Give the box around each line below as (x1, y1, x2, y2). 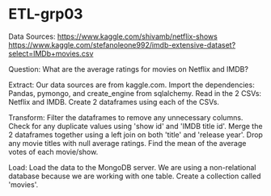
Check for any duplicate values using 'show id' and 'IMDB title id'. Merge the (8, 121, 263, 131)
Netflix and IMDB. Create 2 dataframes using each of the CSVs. (8, 97, 220, 106)
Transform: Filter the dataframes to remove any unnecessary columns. (8, 112, 243, 122)
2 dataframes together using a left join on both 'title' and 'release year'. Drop (8, 130, 263, 140)
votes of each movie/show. (8, 147, 99, 156)
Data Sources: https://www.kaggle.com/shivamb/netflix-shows (8, 31, 218, 41)
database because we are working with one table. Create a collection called (8, 171, 261, 181)
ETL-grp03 (8, 5, 83, 23)
